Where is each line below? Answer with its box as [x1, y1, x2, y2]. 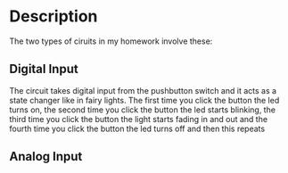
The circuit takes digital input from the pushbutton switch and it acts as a [9, 85, 277, 95]
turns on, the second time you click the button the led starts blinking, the [9, 104, 276, 115]
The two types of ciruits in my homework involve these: [9, 36, 213, 46]
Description [9, 6, 98, 27]
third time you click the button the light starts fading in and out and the [9, 113, 268, 124]
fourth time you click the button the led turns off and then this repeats [9, 123, 266, 134]
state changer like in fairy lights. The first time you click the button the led [9, 95, 280, 105]
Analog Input [9, 149, 83, 164]
